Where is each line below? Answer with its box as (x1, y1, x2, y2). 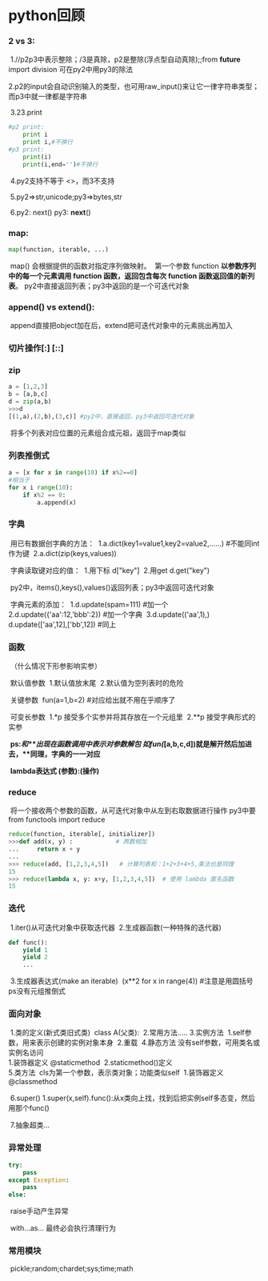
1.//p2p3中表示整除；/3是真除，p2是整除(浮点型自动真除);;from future (10, 54, 242, 64)
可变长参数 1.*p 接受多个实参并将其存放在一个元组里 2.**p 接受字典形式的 (10, 712, 256, 722)
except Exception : (8, 1176, 70, 1184)
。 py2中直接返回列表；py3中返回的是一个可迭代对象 (15, 281, 190, 290)
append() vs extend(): (8, 301, 95, 312)
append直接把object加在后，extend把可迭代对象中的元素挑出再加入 (10, 321, 234, 330)
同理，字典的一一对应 (30, 749, 101, 759)
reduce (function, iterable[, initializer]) (8, 831, 156, 839)
